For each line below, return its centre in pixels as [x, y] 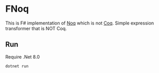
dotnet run [17, 66]
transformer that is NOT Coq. [36, 28]
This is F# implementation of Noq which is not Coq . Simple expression [80, 23]
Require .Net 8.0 [23, 57]
